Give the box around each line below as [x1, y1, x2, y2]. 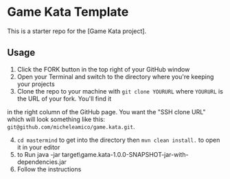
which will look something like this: [7, 115, 105, 123]
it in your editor [16, 143, 60, 151]
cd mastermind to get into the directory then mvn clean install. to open [16, 136, 220, 144]
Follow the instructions [16, 165, 82, 173]
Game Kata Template [7, 4, 129, 20]
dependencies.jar [16, 158, 67, 166]
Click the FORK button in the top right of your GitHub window [16, 65, 190, 73]
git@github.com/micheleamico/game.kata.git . [7, 122, 135, 131]
